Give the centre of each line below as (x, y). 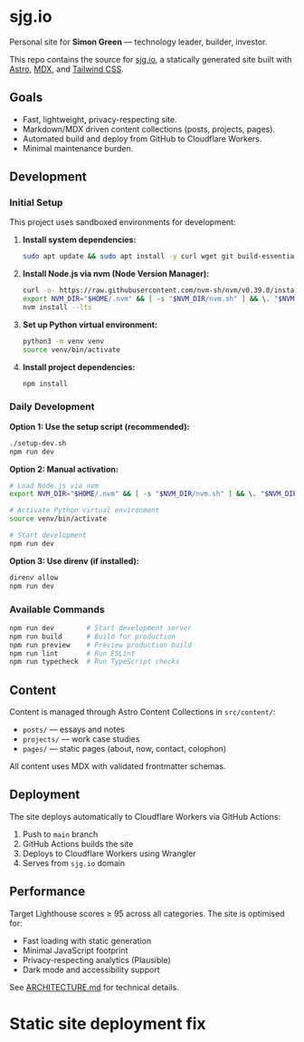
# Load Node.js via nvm (54, 486)
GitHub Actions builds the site (78, 843)
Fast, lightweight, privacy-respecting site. (100, 119)
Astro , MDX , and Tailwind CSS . (67, 69)
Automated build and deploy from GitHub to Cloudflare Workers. (142, 139)
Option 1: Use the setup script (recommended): (100, 426)
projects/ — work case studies (81, 739)
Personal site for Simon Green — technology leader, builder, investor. (138, 42)
